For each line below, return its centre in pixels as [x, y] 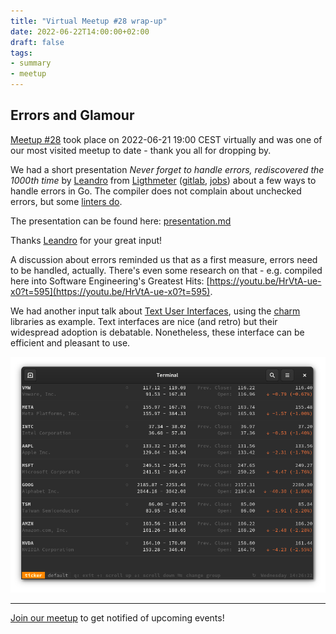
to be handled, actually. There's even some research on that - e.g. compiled [166, 270]
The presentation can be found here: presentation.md [121, 221]
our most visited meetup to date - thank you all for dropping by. [141, 150]
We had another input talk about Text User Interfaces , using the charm [155, 311]
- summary [31, 63]
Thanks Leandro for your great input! [86, 240]
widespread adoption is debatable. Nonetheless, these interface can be [157, 332]
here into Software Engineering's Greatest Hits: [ [110, 281]
